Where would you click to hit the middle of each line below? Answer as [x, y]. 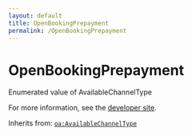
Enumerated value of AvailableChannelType [80, 92]
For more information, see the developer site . [83, 108]
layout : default [35, 16]
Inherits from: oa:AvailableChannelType [73, 123]
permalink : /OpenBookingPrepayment [68, 30]
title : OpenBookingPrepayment [59, 23]
